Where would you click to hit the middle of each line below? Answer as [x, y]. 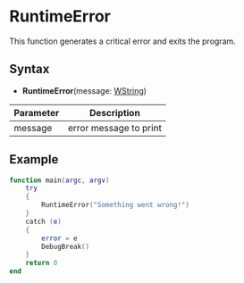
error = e [59, 238]
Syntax [29, 69]
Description [114, 112]
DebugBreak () [66, 246]
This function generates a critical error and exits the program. [123, 41]
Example [34, 159]
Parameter [37, 112]
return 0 [42, 263]
